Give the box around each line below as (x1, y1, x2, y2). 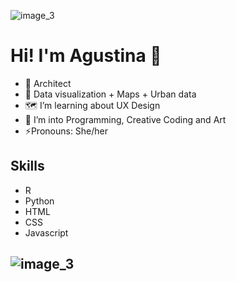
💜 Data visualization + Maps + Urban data (24, 88, 197, 100)
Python (24, 195, 55, 207)
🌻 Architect (24, 77, 72, 89)
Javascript (24, 226, 69, 239)
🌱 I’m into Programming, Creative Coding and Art (24, 113, 227, 125)
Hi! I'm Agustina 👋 (10, 45, 162, 67)
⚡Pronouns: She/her (24, 125, 109, 137)
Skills (10, 158, 45, 175)
